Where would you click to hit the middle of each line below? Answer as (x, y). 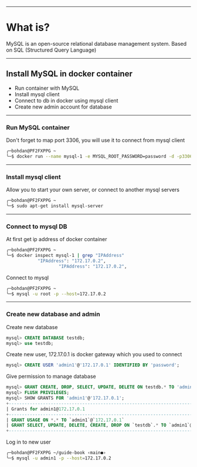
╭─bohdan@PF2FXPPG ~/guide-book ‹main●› (56, 453)
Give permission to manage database (51, 377)
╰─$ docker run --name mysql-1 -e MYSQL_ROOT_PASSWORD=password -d (90, 156)
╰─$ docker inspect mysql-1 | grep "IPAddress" (65, 256)
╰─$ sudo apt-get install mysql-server (55, 206)
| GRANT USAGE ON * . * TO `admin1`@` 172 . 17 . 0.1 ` (65, 420)
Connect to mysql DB (37, 226)
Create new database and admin (53, 314)
